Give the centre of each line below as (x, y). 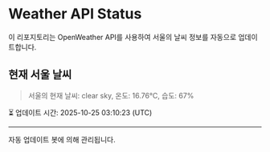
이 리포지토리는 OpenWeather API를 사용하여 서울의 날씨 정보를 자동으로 (123, 37)
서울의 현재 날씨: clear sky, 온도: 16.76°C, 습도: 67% (111, 95)
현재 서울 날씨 (40, 75)
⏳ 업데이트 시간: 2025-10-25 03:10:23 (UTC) (80, 112)
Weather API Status (75, 14)
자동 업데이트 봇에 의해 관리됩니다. (62, 139)
